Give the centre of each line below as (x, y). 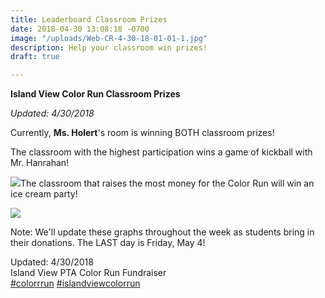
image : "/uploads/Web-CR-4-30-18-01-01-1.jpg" (109, 38)
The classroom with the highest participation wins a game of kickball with (161, 152)
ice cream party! (44, 194)
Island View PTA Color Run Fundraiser (88, 273)
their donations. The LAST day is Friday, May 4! (108, 243)
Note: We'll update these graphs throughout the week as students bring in (162, 232)
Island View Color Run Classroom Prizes (95, 94)
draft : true (35, 57)
